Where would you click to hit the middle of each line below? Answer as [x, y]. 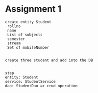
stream [14, 43]
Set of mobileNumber [28, 47]
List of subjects [25, 35]
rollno [14, 26]
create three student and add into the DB [49, 60]
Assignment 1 [33, 9]
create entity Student [28, 22]
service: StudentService [30, 81]
